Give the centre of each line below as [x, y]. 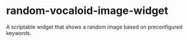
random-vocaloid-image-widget [87, 11]
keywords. [19, 33]
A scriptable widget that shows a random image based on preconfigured [94, 27]
